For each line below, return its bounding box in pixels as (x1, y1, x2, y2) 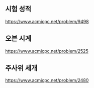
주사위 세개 (5, 64, 38, 72)
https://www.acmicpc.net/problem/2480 (5, 77, 89, 83)
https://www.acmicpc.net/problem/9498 (5, 18, 89, 24)
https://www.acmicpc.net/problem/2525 (5, 48, 89, 54)
